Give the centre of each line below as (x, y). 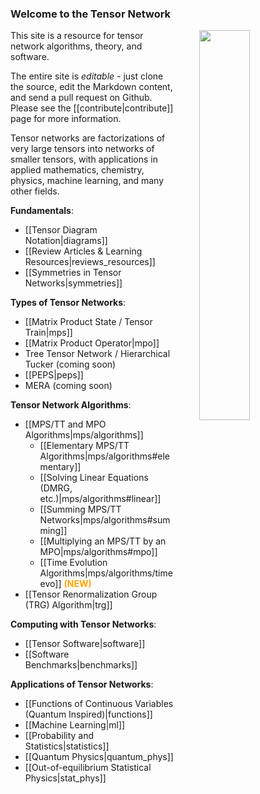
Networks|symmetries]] (73, 283)
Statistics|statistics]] (67, 746)
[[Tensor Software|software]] (85, 644)
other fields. (35, 191)
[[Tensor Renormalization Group (91, 594)
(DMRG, (56, 488)
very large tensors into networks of (82, 149)
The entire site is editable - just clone (87, 76)
